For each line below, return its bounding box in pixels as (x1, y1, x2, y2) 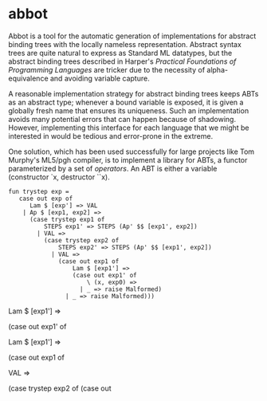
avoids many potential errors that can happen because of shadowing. (8, 114, 237, 124)
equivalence (8, 73, 49, 83)
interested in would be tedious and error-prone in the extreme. (8, 131, 214, 140)
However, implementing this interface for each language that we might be (8, 123, 249, 132)
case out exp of (18, 195, 73, 202)
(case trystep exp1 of (29, 215, 105, 223)
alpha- (206, 65, 229, 74)
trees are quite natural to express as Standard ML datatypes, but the (8, 48, 233, 57)
